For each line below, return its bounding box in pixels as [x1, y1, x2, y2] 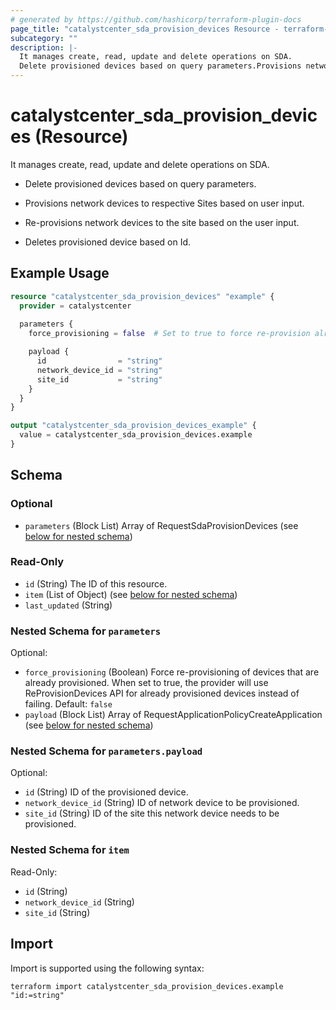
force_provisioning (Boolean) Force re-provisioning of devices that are [24, 666, 320, 678]
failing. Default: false [24, 698, 113, 710]
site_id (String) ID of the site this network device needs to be [24, 807, 280, 820]
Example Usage [10, 265, 110, 282]
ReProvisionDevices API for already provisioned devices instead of [24, 687, 300, 700]
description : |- [10, 42, 78, 53]
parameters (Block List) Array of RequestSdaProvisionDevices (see [24, 519, 299, 531]
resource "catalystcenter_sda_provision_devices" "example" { [10, 291, 275, 301]
